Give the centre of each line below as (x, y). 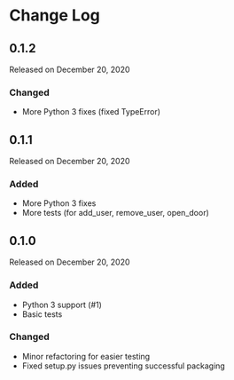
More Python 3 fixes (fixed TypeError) (91, 112)
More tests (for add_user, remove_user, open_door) (116, 213)
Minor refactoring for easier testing (86, 356)
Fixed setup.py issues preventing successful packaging (124, 366)
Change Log (55, 16)
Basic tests (42, 314)
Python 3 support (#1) (62, 305)
